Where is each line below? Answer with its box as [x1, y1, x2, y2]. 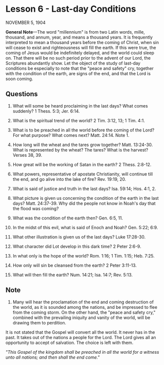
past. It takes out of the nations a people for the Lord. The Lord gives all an [5, 334, 156, 340]
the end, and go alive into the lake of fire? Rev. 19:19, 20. [12, 176, 126, 182]
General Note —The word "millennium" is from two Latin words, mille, [5, 29, 145, 35]
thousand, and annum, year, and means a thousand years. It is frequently [5, 34, 153, 40]
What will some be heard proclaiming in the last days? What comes [12, 103, 148, 108]
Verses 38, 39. [12, 152, 43, 158]
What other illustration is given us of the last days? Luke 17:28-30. [12, 234, 146, 240]
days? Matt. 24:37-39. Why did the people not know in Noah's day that [12, 200, 156, 206]
